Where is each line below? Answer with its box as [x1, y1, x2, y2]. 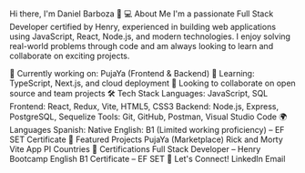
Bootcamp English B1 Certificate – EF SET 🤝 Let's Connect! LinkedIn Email [9, 154, 286, 164]
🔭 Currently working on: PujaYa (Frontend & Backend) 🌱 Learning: [9, 68, 255, 78]
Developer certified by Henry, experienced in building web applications [9, 22, 276, 32]
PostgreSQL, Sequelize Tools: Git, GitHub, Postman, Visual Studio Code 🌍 [9, 111, 288, 122]
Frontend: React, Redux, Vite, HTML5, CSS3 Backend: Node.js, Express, [9, 101, 280, 112]
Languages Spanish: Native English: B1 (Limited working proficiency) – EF [9, 125, 285, 135]
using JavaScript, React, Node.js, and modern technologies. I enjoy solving [9, 31, 291, 42]
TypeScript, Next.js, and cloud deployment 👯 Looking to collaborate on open [9, 77, 296, 88]
